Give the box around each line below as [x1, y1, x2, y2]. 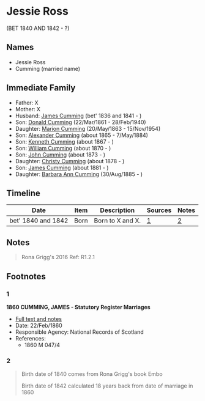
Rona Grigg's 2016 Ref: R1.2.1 [21, 254, 95, 261]
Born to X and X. [94, 216, 141, 225]
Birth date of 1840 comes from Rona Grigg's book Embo [21, 370, 163, 378]
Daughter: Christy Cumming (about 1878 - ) [15, 157, 125, 164]
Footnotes [6, 271, 46, 282]
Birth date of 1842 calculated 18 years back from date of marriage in [21, 382, 193, 389]
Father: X [15, 99, 39, 106]
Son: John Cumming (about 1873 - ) [15, 151, 106, 158]
